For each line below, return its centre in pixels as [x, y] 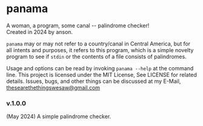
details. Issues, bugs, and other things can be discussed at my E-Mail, [94, 81]
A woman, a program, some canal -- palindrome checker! [78, 25]
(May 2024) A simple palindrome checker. [59, 116]
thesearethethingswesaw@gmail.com [53, 87]
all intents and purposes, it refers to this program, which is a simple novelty [100, 50]
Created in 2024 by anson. [40, 31]
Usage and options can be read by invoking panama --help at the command [100, 68]
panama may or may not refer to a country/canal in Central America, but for [98, 44]
